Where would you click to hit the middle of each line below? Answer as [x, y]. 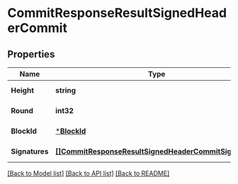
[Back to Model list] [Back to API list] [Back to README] [89, 173]
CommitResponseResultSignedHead [117, 13]
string [66, 90]
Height [22, 90]
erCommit [37, 28]
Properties [31, 54]
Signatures [30, 151]
